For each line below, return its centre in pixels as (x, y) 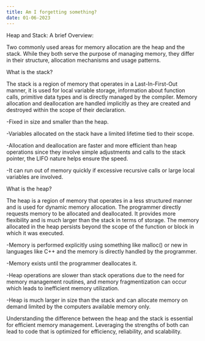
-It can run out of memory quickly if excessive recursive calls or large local (100, 170)
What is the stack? (30, 72)
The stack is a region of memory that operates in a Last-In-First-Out (92, 84)
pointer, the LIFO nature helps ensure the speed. (67, 158)
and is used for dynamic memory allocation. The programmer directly (94, 207)
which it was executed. (35, 233)
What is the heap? (29, 189)
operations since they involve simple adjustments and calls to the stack (96, 152)
